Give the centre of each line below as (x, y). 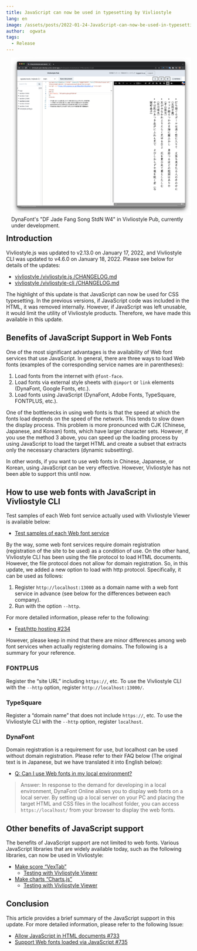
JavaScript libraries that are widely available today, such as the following (94, 849)
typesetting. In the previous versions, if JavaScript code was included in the (98, 300)
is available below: (28, 522)
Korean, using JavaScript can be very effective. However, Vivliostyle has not (98, 468)
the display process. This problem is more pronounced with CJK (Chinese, (96, 425)
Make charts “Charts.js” (43, 879)
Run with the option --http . (47, 606)
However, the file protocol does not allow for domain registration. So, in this (97, 564)
